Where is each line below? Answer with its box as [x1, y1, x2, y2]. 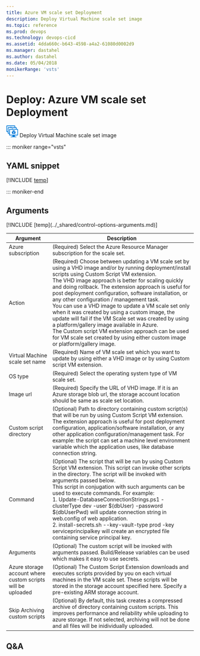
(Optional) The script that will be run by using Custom [52, 458, 183, 465]
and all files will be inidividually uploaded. [52, 623, 154, 630]
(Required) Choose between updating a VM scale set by [52, 258, 189, 265]
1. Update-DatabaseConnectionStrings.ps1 [52, 496, 160, 503]
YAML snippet [6, 161, 60, 171]
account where [8, 569, 46, 577]
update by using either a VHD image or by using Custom [52, 355, 190, 362]
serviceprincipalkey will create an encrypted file [52, 528, 170, 535]
